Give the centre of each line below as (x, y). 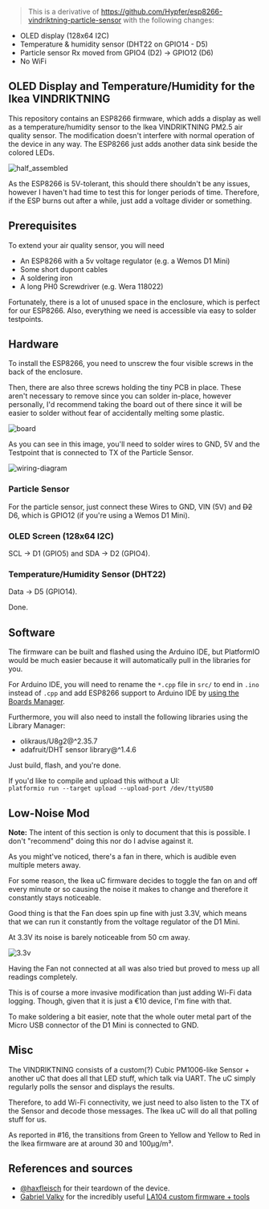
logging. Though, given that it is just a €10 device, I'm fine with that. (120, 1001)
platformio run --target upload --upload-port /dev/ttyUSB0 (111, 789)
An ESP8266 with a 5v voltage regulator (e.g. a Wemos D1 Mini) (125, 261)
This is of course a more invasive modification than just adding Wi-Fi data (130, 992)
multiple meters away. (45, 865)
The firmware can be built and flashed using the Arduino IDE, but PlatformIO (134, 652)
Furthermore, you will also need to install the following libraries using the (128, 717)
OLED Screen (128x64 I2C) (61, 535)
